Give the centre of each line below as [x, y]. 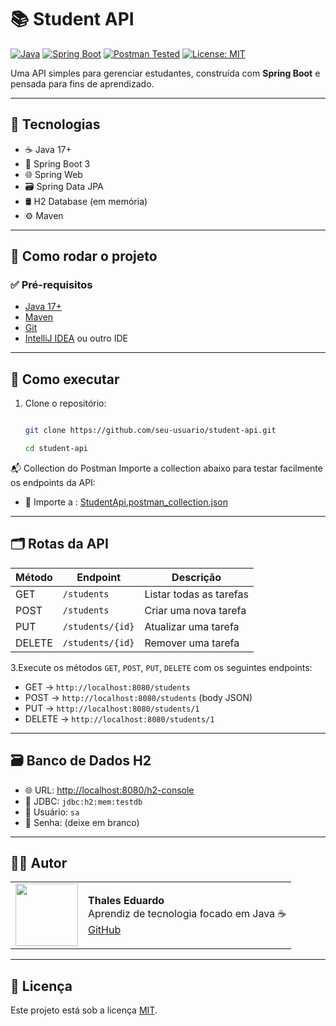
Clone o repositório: [65, 403]
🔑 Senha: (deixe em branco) [82, 822]
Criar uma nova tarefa [195, 610]
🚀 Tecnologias [55, 124]
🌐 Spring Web [53, 174]
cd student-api [56, 449]
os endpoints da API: [53, 482]
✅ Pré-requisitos [51, 285]
